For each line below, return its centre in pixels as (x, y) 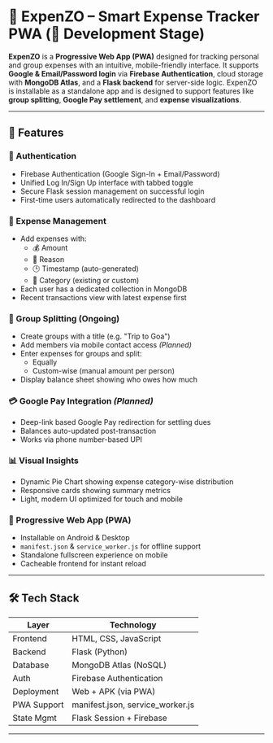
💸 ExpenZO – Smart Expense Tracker (134, 17)
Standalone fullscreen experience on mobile (94, 555)
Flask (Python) (100, 652)
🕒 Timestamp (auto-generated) (86, 269)
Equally (45, 362)
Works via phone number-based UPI (81, 439)
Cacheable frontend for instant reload (83, 564)
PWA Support (38, 705)
